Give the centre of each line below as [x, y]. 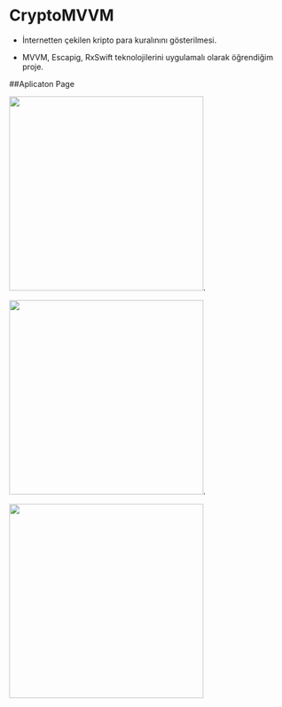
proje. [33, 67]
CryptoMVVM [62, 16]
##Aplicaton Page [42, 83]
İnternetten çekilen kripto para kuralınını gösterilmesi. [119, 40]
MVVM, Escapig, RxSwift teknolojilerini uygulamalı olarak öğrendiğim [147, 57]
